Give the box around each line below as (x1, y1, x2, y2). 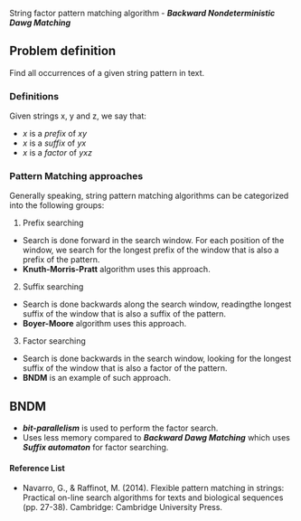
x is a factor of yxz (22, 147, 93, 158)
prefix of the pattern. (22, 254, 100, 265)
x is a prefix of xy (22, 128, 88, 139)
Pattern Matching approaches (9, 170, 144, 183)
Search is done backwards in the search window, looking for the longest (22, 353, 292, 365)
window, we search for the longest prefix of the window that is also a (22, 244, 279, 256)
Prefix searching (22, 217, 84, 229)
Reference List (9, 462, 65, 473)
